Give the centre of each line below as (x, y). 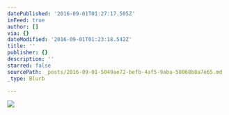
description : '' (31, 59)
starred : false (29, 66)
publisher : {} (28, 53)
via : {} (18, 33)
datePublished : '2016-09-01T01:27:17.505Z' (71, 14)
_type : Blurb (26, 78)
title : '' (22, 46)
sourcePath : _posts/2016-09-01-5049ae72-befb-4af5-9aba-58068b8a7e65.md (115, 72)
